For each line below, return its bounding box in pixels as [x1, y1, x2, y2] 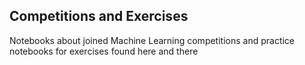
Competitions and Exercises [9, 8, 189, 25]
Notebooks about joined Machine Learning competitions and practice [9, 34, 296, 46]
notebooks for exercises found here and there [9, 45, 199, 57]
